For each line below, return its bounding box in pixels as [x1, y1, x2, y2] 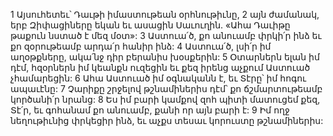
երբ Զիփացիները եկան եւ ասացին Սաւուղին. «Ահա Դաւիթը [10, 19, 291, 31]
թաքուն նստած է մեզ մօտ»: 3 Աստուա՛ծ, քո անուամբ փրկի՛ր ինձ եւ [10, 30, 322, 41]
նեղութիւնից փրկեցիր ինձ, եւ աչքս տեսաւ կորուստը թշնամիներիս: [10, 115, 324, 126]
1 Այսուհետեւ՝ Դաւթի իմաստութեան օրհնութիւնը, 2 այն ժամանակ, [10, 9, 320, 20]
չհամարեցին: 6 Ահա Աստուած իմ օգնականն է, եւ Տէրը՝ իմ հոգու [10, 72, 307, 84]
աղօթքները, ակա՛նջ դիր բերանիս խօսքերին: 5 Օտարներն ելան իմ [10, 51, 320, 63]
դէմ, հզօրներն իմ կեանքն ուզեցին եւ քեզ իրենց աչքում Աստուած [10, 62, 311, 73]
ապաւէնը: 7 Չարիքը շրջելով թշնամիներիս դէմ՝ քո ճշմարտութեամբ [10, 83, 323, 94]
